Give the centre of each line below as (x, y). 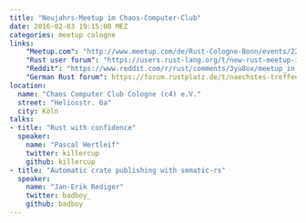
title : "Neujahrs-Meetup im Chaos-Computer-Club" (106, 18)
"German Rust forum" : (66, 77)
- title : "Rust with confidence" (73, 128)
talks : (22, 119)
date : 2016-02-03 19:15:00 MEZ (69, 26)
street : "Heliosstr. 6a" (65, 102)
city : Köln (38, 111)
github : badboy (55, 204)
